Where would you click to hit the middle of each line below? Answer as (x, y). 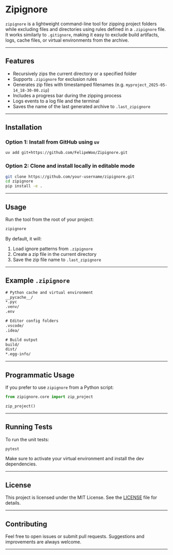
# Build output (22, 340)
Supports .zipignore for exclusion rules (55, 79)
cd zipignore (19, 181)
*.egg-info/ (18, 354)
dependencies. (21, 464)
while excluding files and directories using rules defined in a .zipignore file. (86, 29)
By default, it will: (24, 238)
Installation (24, 127)
